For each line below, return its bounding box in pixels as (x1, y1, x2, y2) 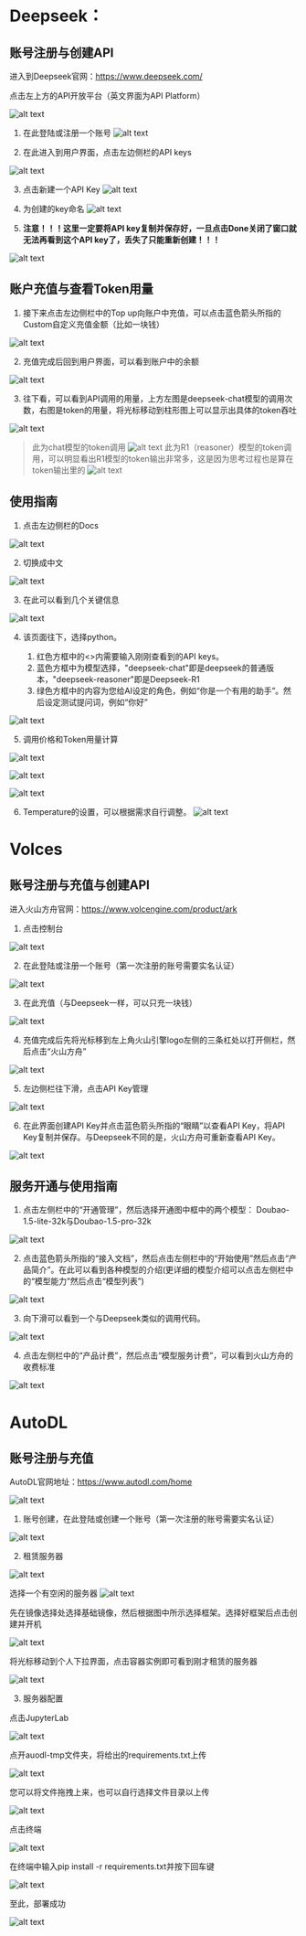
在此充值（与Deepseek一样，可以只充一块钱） (22, 997, 198, 1008)
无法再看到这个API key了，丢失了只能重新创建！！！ (22, 234, 221, 245)
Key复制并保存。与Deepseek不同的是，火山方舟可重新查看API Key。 (22, 1131, 280, 1142)
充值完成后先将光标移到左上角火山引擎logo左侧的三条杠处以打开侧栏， (22, 1034, 288, 1045)
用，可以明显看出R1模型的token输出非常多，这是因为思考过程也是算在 (31, 453, 294, 464)
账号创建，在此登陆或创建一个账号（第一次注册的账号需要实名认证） (22, 1514, 280, 1524)
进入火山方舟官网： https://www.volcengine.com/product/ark (9, 904, 237, 915)
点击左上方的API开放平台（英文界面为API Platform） (9, 91, 206, 101)
